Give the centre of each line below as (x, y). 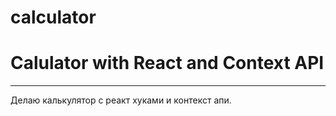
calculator (53, 17)
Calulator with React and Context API (167, 63)
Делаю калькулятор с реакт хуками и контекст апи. (121, 100)
